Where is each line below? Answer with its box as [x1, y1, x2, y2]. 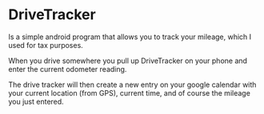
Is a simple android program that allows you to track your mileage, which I [8, 32, 252, 41]
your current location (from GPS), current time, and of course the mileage [8, 88, 250, 97]
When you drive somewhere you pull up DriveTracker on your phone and [8, 56, 248, 65]
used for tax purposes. [8, 40, 84, 49]
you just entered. [8, 96, 64, 106]
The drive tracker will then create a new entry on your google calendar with [8, 80, 257, 89]
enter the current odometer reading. [8, 64, 127, 73]
